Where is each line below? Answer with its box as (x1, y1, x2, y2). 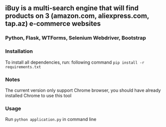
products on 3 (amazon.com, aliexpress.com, (5, 12, 150, 20)
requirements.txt (5, 64, 41, 69)
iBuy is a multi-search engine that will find (5, 4, 139, 12)
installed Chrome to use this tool (5, 92, 72, 99)
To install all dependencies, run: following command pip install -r (5, 59, 145, 65)
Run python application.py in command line (5, 117, 97, 123)
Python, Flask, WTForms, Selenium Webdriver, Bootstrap (5, 34, 146, 41)
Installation (5, 48, 33, 55)
